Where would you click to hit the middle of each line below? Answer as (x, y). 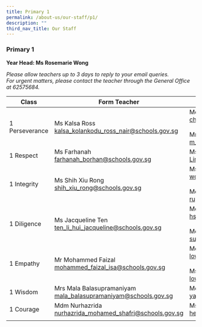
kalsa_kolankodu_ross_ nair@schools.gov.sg (116, 131)
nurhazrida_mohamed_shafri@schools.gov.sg (119, 313)
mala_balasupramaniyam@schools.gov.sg (113, 296)
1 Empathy (25, 263)
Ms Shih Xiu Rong (79, 180)
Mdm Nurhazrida (78, 305)
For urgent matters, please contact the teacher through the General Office (98, 80)
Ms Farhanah (72, 152)
